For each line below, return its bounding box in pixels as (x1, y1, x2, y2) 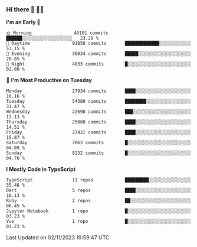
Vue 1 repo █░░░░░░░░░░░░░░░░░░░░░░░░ (6, 219, 192, 225)
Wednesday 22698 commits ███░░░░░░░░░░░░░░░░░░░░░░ (6, 109, 192, 115)
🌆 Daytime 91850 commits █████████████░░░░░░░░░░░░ (6, 41, 192, 47)
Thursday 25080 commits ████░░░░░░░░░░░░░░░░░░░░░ (6, 119, 192, 125)
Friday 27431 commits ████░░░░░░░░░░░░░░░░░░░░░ (6, 129, 192, 135)
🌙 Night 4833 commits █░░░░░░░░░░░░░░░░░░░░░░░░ (6, 61, 192, 67)
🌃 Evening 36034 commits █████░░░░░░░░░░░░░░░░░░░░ (6, 51, 192, 57)
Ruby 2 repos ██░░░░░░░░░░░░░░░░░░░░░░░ (6, 198, 192, 204)
